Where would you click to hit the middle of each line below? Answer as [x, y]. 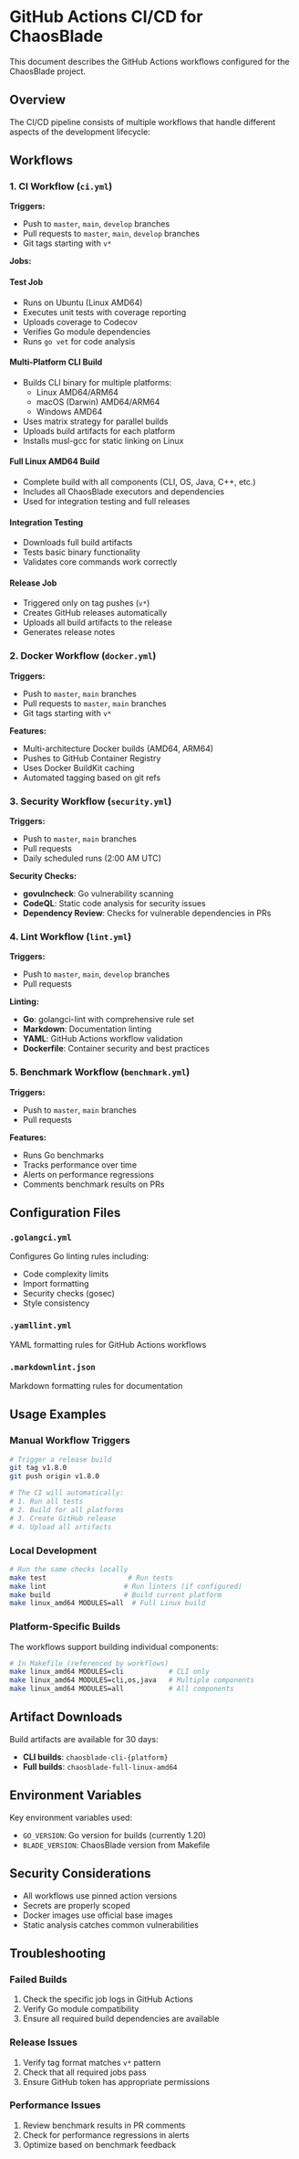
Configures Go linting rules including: [79, 1256]
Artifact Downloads [66, 1717]
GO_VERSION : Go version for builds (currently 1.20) [114, 1835]
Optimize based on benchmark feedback [99, 2144]
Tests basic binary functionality [82, 552]
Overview [38, 100]
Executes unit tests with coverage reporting [104, 312]
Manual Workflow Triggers [70, 1441]
